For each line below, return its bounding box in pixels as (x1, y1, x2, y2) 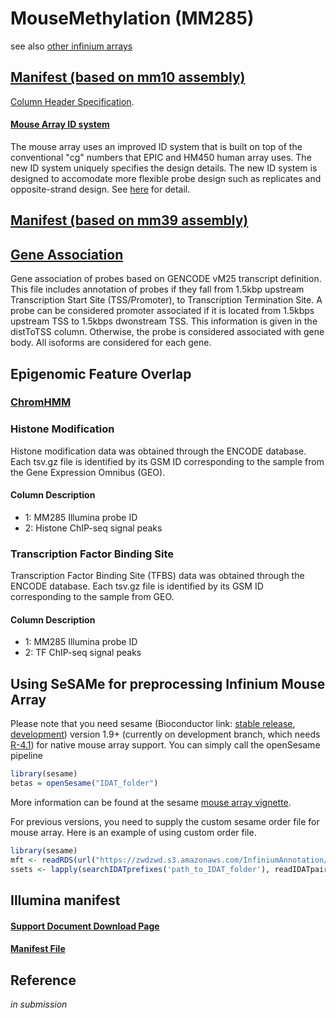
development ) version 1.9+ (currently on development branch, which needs (10, 728, 321, 741)
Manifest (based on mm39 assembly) (10, 212, 249, 229)
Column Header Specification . (10, 95, 135, 107)
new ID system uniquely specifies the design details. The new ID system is (10, 162, 318, 174)
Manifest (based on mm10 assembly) (10, 69, 246, 86)
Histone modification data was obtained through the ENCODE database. (10, 445, 307, 457)
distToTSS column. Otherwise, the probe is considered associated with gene (10, 326, 325, 338)
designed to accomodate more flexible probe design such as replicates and (10, 172, 322, 184)
